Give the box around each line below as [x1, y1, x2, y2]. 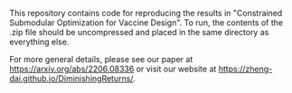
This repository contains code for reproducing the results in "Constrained [9, 8, 283, 18]
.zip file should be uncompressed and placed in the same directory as [9, 27, 269, 37]
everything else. [9, 36, 70, 47]
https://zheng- [218, 63, 273, 74]
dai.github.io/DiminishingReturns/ [9, 73, 134, 84]
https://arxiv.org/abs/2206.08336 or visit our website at [9, 63, 217, 74]
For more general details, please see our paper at [9, 54, 193, 64]
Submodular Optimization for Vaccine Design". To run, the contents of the [9, 17, 283, 28]
